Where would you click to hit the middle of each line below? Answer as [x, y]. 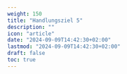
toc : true [22, 60]
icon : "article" [31, 33]
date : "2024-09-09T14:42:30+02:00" [59, 40]
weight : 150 [25, 14]
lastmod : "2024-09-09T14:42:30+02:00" [64, 47]
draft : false [26, 54]
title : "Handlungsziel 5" [45, 20]
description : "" [31, 27]
